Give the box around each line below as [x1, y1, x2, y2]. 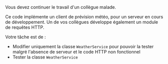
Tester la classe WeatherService [12, 54, 78, 60]
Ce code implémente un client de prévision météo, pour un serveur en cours [5, 14, 163, 19]
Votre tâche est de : [5, 34, 46, 40]
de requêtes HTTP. [5, 24, 44, 30]
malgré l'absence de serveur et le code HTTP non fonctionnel [12, 49, 141, 55]
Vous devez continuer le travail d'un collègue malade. [5, 4, 117, 10]
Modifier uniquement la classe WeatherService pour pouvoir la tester [12, 44, 154, 49]
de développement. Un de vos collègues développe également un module [5, 19, 158, 25]
